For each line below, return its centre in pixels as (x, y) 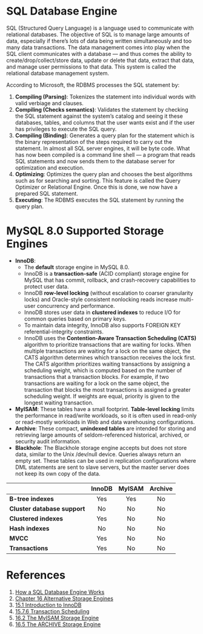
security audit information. (48, 441)
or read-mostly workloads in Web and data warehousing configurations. (105, 422)
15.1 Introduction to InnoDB (48, 605)
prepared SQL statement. (47, 193)
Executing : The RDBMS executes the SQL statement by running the (99, 200)
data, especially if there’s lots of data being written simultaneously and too (99, 41)
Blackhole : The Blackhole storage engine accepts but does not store (101, 448)
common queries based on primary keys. (75, 319)
